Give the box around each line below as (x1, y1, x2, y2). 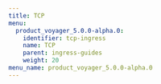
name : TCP (23, 42, 56, 50)
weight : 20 (23, 57, 60, 65)
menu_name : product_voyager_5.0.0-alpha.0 (8, 64, 153, 72)
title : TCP (8, 11, 45, 20)
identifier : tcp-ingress (23, 34, 106, 42)
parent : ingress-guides (23, 49, 103, 57)
